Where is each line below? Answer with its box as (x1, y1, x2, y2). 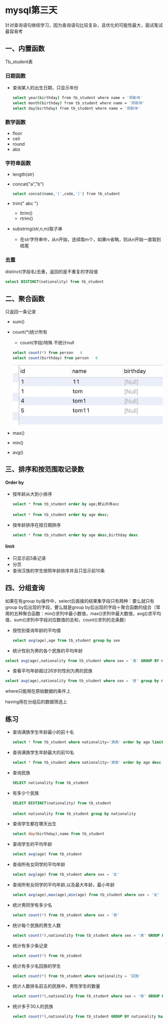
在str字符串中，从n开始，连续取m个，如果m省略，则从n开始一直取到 (19, 236, 161, 243)
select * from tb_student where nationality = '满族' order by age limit (12, 740, 163, 745)
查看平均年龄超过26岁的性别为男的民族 (12, 668, 93, 674)
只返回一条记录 (5, 309, 36, 315)
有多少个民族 (12, 790, 39, 796)
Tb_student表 (5, 59, 33, 65)
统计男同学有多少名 (12, 902, 52, 908)
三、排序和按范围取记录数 (5, 465, 84, 473)
